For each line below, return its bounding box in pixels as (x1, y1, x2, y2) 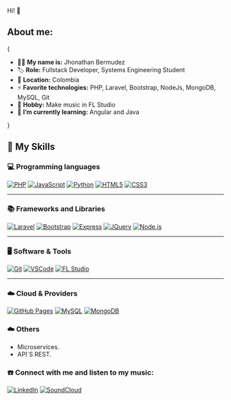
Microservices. (16, 342, 60, 351)
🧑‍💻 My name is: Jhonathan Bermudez (16, 58, 125, 66)
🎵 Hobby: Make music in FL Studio (16, 100, 115, 109)
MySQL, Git (16, 93, 50, 101)
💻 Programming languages (7, 162, 100, 172)
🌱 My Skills (7, 141, 55, 153)
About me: (7, 26, 54, 38)
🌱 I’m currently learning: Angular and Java (16, 107, 140, 116)
